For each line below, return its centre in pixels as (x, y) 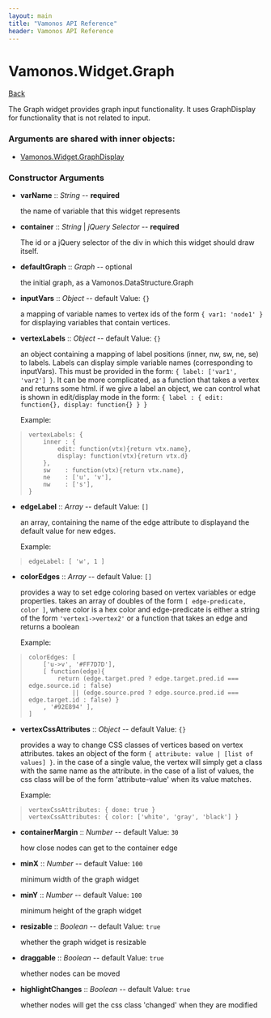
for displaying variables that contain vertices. (95, 322)
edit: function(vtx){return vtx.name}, (125, 449)
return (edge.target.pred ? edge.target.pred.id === (148, 678)
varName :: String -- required (70, 195)
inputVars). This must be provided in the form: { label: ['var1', (128, 371)
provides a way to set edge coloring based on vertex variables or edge (138, 592)
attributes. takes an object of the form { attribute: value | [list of (136, 753)
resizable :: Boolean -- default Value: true (90, 926)
